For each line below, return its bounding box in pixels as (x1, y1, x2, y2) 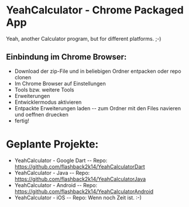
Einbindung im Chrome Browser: (6, 52, 127, 62)
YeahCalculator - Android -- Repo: (14, 181, 98, 188)
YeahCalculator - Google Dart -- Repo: (14, 157, 108, 164)
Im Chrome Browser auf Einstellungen (14, 80, 106, 87)
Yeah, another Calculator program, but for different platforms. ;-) (6, 35, 161, 42)
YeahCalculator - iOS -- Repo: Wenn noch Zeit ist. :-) (14, 194, 142, 201)
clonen (14, 73, 32, 80)
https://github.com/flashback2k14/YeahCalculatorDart (14, 163, 145, 170)
